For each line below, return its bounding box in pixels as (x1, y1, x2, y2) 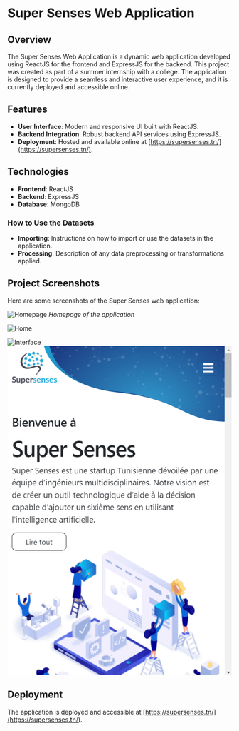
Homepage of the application (48, 310, 135, 318)
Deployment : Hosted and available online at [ (17, 137, 151, 146)
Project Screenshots (7, 277, 100, 290)
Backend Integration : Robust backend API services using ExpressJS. (17, 130, 221, 138)
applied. (17, 256, 42, 265)
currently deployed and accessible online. (7, 83, 130, 91)
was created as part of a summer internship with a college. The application (7, 68, 227, 76)
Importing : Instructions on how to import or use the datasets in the (17, 233, 213, 242)
